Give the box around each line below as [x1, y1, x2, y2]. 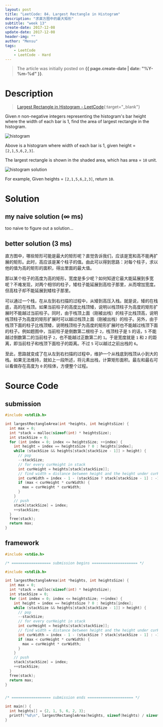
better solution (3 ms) [5, 239, 72, 248]
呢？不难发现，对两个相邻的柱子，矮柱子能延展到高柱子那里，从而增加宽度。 [5, 282, 158, 288]
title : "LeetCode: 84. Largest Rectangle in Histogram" [5, 12, 120, 17]
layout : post [5, 7, 32, 12]
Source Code [5, 381, 59, 392]
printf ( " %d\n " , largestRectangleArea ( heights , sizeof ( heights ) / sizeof [9, 713, 160, 718]
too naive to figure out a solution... [5, 225, 74, 231]
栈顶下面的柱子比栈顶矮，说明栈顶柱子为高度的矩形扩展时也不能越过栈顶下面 [5, 322, 158, 328]
